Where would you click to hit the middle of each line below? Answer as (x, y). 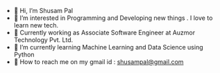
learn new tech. (36, 25)
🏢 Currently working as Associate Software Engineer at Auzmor (104, 32)
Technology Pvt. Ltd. (43, 40)
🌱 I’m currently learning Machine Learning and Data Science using (108, 47)
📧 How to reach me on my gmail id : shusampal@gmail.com (99, 62)
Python (24, 54)
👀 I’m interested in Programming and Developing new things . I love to (113, 18)
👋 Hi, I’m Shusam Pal (43, 11)
